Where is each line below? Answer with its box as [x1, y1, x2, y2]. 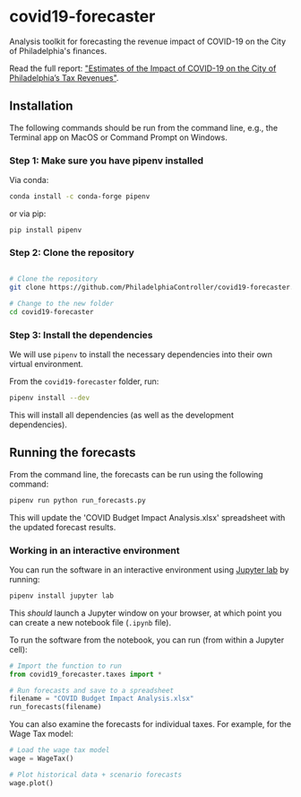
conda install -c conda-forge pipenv [9, 192, 150, 201]
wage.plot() [9, 778, 54, 787]
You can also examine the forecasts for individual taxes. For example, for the [9, 719, 292, 730]
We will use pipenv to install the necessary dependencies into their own [9, 349, 273, 360]
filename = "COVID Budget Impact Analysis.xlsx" [9, 694, 194, 704]
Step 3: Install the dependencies [9, 328, 153, 341]
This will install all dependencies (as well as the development [9, 409, 235, 420]
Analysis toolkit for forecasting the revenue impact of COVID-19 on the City [9, 36, 287, 47]
